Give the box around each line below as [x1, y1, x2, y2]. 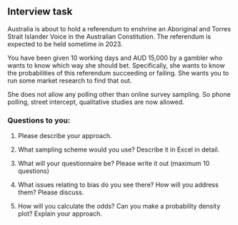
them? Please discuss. [17, 188, 84, 197]
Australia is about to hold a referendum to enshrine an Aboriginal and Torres [7, 24, 231, 33]
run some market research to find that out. [7, 76, 132, 85]
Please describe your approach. [17, 132, 112, 140]
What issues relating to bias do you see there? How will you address [17, 181, 219, 189]
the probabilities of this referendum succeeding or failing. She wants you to [7, 68, 229, 77]
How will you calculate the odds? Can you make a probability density [17, 202, 221, 211]
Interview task [7, 6, 73, 18]
